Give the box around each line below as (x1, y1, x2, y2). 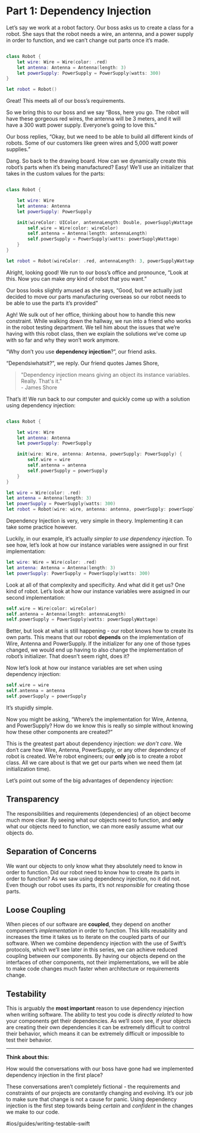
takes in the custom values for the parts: (6, 170, 105, 177)
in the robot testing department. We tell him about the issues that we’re (6, 324, 180, 331)
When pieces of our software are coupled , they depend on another (6, 921, 171, 928)
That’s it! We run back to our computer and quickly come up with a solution (6, 395, 190, 403)
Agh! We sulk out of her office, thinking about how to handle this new (6, 311, 176, 318)
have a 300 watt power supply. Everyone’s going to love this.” (6, 121, 157, 129)
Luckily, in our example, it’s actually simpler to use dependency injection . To (6, 535, 192, 542)
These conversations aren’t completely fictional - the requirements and (6, 1083, 180, 1091)
